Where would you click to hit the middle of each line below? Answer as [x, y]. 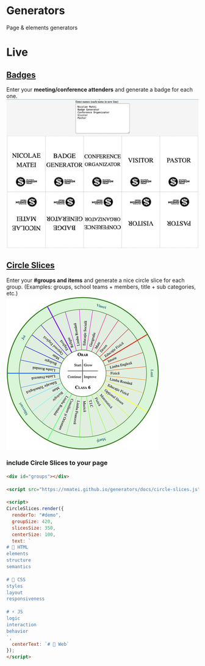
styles [15, 586]
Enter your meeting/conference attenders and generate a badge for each [100, 89]
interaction [21, 624]
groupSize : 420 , [32, 521]
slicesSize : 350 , [34, 528]
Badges [21, 75]
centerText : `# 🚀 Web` [41, 644]
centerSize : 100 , [34, 535]
